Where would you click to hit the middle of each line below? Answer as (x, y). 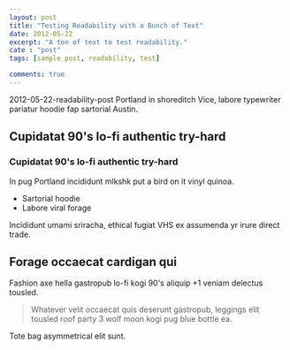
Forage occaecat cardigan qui (93, 262)
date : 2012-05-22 (41, 34)
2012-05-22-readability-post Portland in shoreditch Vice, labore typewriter (145, 99)
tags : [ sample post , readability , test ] (85, 58)
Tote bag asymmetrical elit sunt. (68, 336)
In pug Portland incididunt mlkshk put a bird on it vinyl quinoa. (122, 181)
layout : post (33, 17)
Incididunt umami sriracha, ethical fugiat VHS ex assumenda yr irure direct (145, 224)
